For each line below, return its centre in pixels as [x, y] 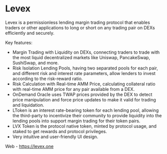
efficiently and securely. [30, 33]
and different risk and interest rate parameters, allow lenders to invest [84, 73]
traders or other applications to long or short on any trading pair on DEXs [80, 27]
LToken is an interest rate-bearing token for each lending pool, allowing [85, 110]
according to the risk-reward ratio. [48, 78]
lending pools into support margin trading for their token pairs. [76, 121]
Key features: [19, 42]
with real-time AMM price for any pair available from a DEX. [74, 89]
